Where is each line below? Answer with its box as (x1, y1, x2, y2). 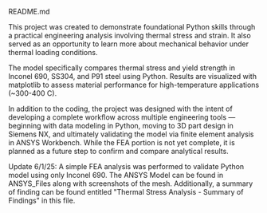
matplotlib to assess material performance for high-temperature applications (8, 80, 260, 89)
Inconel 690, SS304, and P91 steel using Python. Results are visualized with (8, 72, 257, 81)
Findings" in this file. (8, 195, 76, 205)
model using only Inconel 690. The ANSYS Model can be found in (8, 171, 224, 179)
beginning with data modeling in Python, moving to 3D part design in (8, 121, 234, 130)
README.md (8, 7, 50, 16)
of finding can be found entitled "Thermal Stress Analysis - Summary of (8, 187, 244, 196)
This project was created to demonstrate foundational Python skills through (8, 22, 256, 31)
